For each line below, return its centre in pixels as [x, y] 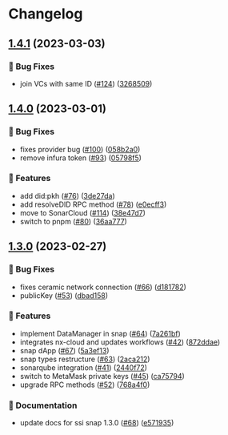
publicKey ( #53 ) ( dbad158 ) [64, 295]
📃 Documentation [43, 405]
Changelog [46, 14]
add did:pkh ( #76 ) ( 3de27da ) [67, 195]
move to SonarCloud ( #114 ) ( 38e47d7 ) [83, 212]
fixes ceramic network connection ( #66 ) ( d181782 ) [103, 287]
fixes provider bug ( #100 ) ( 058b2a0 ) [80, 149]
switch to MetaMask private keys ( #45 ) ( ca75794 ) [102, 376]
